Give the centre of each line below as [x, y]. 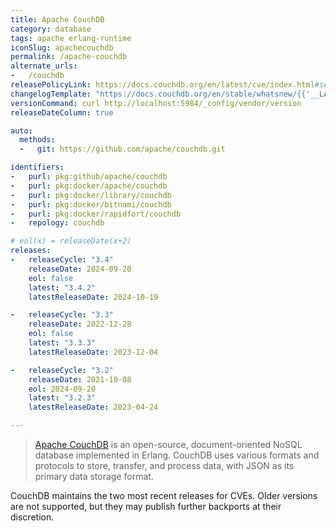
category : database [51, 29]
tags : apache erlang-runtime [71, 38]
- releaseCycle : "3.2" [62, 370]
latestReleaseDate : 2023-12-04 [93, 352]
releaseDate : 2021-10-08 [80, 379]
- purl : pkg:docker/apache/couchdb [89, 186]
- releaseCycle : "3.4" [62, 260]
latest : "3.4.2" [62, 287]
